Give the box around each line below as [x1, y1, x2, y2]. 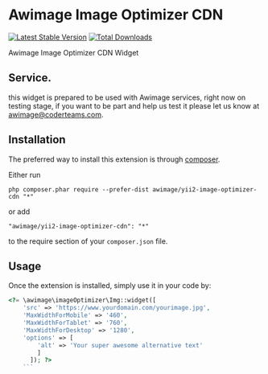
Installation [8, 133, 66, 146]
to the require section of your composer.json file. [8, 236, 168, 246]
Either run [8, 170, 41, 179]
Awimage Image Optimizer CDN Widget [8, 47, 139, 57]
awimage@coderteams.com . [8, 109, 104, 119]
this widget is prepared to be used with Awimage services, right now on [8, 92, 246, 102]
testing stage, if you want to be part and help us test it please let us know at [8, 101, 260, 110]
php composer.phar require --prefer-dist [8, 185, 150, 194]
